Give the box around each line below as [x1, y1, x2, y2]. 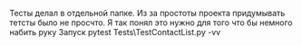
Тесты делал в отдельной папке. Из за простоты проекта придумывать [9, 8, 286, 18]
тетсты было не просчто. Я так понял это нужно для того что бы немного [9, 17, 293, 28]
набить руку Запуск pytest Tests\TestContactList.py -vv [9, 27, 221, 37]
